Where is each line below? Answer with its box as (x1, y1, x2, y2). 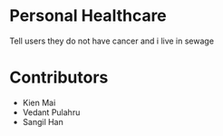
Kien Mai (22, 97, 56, 108)
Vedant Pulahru (22, 106, 81, 118)
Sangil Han (22, 116, 63, 127)
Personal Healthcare (9, 5, 168, 26)
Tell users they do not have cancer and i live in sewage (9, 35, 215, 46)
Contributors (9, 67, 109, 88)
